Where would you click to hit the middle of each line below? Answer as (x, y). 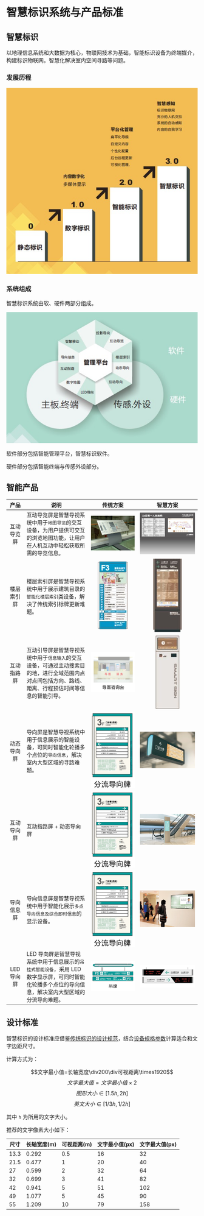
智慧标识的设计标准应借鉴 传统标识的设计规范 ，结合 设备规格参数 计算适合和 (99, 1038)
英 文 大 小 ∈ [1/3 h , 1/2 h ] (102, 1104)
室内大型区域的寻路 (50, 762)
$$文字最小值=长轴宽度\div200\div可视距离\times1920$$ (102, 1072)
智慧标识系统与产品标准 (65, 12)
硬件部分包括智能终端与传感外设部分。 (54, 466)
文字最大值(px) (158, 1144)
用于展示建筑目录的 (61, 589)
